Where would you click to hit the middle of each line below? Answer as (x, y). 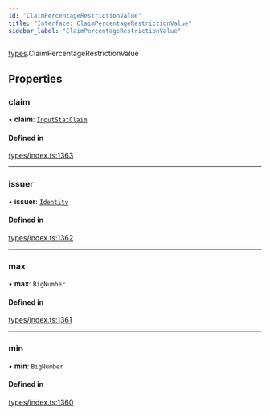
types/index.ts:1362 (41, 237)
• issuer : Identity (39, 201)
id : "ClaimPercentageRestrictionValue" (75, 16)
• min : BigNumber (36, 366)
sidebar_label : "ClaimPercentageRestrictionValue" (95, 31)
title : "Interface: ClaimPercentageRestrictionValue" (100, 23)
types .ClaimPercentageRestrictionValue (74, 54)
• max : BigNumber (37, 284)
